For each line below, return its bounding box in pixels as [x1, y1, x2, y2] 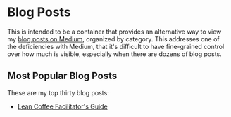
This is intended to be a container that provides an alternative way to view [7, 27, 222, 36]
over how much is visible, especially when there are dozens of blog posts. [7, 50, 222, 58]
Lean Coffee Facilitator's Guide [17, 102, 108, 111]
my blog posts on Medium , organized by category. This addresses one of [7, 34, 220, 43]
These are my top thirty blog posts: [7, 88, 109, 97]
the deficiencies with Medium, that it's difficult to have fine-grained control [7, 42, 225, 50]
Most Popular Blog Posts [7, 70, 118, 82]
